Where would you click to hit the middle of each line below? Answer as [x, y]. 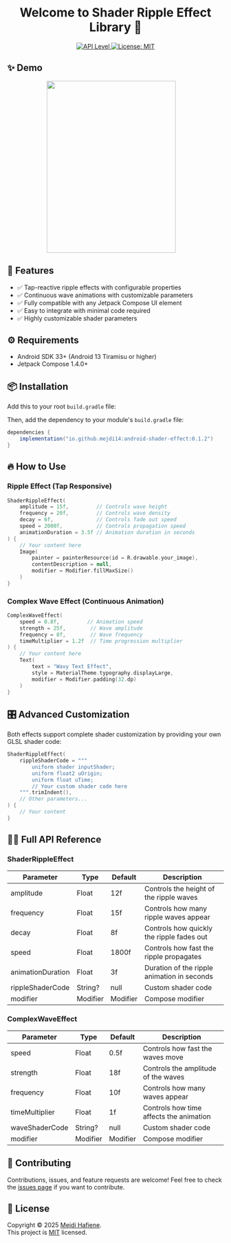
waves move [163, 1057]
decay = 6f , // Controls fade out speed [98, 520]
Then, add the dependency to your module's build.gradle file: [96, 420]
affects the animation [177, 1116]
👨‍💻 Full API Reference [54, 840]
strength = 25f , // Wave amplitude [81, 628]
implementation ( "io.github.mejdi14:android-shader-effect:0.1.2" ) [117, 439]
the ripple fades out [176, 936]
